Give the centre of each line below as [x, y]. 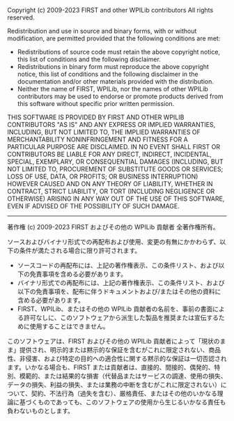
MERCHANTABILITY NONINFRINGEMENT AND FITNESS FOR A [97, 139]
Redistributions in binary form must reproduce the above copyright [113, 67]
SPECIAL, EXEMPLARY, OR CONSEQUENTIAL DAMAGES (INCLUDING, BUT [116, 162]
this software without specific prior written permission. [96, 104]
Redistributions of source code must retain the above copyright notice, [119, 52]
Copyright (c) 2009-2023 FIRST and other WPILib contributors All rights [110, 10]
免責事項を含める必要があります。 [78, 274]
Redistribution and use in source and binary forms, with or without [102, 31]
